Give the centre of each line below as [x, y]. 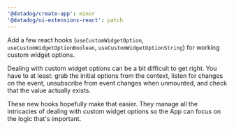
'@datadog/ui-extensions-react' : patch [65, 20]
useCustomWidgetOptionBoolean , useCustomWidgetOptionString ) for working [114, 47]
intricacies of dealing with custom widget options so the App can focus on [114, 111]
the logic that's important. [44, 118]
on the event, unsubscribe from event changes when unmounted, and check [117, 83]
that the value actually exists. [49, 90]
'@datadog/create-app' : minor [51, 14]
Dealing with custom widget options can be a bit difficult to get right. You [112, 68]
